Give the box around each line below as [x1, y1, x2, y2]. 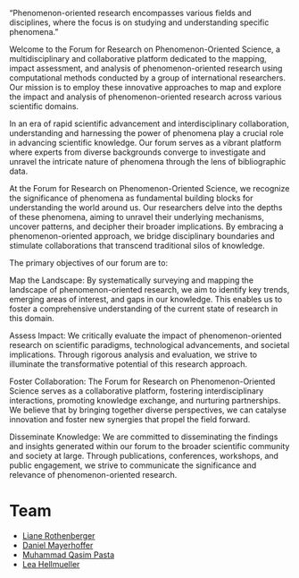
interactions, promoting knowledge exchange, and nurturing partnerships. [9, 395, 281, 405]
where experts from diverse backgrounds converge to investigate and [9, 147, 266, 157]
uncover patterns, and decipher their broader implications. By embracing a [9, 221, 284, 232]
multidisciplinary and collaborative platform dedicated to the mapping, [9, 54, 268, 64]
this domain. [9, 313, 55, 323]
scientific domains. [9, 101, 79, 111]
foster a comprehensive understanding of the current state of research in [9, 303, 278, 314]
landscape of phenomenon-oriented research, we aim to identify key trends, [9, 285, 290, 294]
